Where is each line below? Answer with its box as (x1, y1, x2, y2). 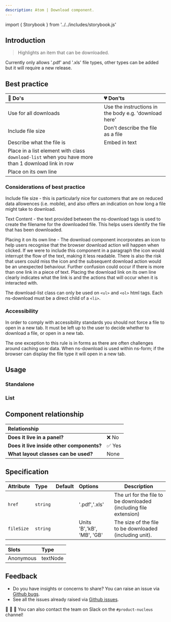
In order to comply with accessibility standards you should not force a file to (5, 319, 165, 325)
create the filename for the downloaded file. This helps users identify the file (5, 221, 165, 227)
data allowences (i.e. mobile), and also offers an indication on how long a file (5, 201, 166, 207)
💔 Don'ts (104, 95, 125, 102)
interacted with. (5, 279, 38, 286)
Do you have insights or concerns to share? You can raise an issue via (12, 585, 160, 591)
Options (78, 483, 99, 490)
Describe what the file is (8, 139, 66, 146)
